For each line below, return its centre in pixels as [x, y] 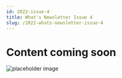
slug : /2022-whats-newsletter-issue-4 [55, 23]
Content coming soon [61, 52]
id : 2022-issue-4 [28, 12]
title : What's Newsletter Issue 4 [50, 17]
